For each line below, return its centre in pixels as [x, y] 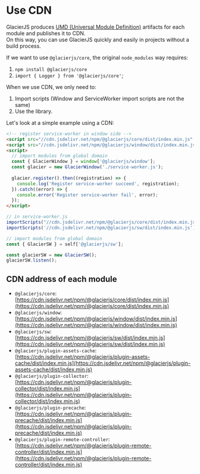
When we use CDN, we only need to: [51, 87]
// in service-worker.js [37, 217]
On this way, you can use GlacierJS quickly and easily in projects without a [98, 39]
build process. [24, 46]
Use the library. [33, 111]
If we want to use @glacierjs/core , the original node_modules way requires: [97, 57]
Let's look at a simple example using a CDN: [60, 122]
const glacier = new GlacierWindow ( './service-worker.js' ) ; [87, 167]
